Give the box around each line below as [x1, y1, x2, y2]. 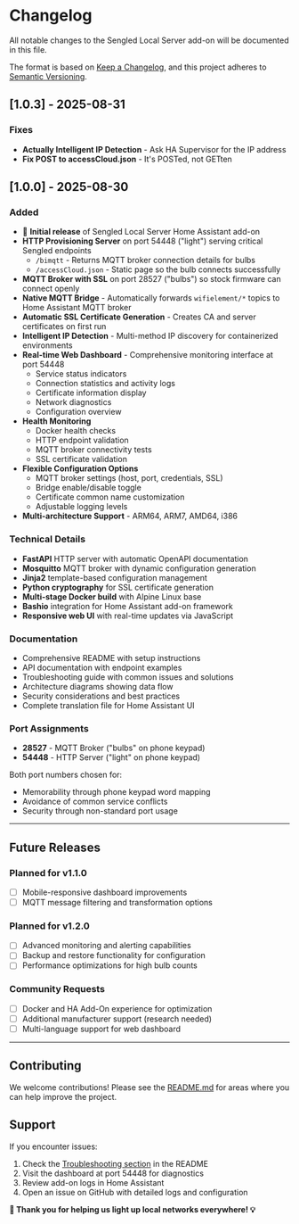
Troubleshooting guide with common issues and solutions [21, 671, 234, 682]
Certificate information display [35, 387, 147, 398]
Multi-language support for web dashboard [21, 1023, 181, 1034]
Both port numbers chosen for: [9, 769, 123, 781]
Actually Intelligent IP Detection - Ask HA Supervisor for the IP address [21, 144, 287, 154]
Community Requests [9, 983, 105, 996]
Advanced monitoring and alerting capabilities [21, 940, 191, 951]
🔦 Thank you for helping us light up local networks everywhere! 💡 [9, 1203, 256, 1214]
